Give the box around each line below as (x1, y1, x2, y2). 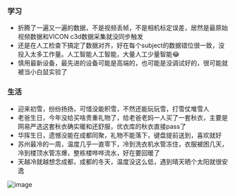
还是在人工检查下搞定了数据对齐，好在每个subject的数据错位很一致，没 (17, 41, 225, 50)
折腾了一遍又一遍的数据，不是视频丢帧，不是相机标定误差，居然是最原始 (17, 23, 228, 32)
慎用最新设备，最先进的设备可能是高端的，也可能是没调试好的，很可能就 (17, 59, 228, 68)
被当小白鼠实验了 (17, 68, 68, 76)
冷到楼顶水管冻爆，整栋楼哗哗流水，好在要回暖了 (17, 148, 160, 157)
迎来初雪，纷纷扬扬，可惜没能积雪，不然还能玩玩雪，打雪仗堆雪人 (17, 104, 210, 113)
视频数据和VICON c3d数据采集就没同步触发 (17, 32, 143, 41)
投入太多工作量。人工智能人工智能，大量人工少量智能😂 (17, 50, 180, 59)
